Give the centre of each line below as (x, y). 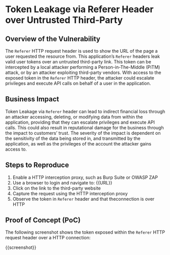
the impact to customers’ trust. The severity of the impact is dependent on (83, 133)
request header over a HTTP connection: (48, 238)
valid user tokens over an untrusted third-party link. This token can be (78, 62)
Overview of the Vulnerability (53, 39)
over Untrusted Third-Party (64, 20)
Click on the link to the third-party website (57, 188)
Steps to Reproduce (37, 165)
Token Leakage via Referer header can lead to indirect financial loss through (85, 111)
